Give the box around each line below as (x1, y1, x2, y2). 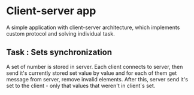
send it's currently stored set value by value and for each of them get (6, 69, 177, 77)
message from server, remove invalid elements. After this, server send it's (6, 75, 189, 83)
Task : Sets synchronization (6, 47, 113, 58)
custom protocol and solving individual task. (6, 30, 115, 37)
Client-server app (6, 4, 96, 18)
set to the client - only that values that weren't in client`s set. (6, 82, 156, 89)
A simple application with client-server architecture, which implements (6, 24, 180, 31)
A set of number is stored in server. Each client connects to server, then (6, 63, 183, 70)
